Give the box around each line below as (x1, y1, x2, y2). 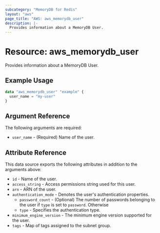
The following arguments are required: (5, 125, 82, 131)
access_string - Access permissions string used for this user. (12, 181, 136, 187)
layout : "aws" (5, 12, 34, 17)
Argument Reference (5, 112, 70, 120)
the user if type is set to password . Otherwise (19, 202, 109, 208)
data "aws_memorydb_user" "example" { (5, 89, 84, 94)
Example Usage (5, 77, 54, 85)
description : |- (5, 20, 38, 26)
